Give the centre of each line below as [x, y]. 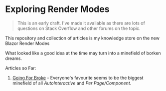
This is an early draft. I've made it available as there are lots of [81, 23]
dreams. [14, 58]
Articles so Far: [21, 68]
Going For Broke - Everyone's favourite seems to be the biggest [78, 77]
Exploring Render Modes [57, 9]
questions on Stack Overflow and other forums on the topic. [79, 28]
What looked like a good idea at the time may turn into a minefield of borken [83, 53]
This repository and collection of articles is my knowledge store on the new [82, 38]
